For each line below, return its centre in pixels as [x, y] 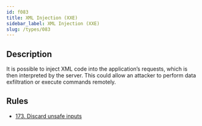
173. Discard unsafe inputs [48, 116]
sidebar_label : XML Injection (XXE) [53, 23]
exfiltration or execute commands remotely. [61, 82]
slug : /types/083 [28, 29]
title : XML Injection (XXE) [42, 18]
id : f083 [17, 12]
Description [29, 54]
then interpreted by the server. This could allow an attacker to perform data [101, 76]
